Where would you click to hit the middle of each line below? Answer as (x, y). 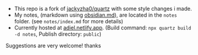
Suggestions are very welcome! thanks (53, 45)
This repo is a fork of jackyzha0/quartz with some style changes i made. (103, 9)
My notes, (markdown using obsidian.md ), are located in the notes (95, 15)
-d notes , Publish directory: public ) (58, 34)
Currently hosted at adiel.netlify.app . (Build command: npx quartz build (103, 27)
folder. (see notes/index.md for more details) (69, 21)
